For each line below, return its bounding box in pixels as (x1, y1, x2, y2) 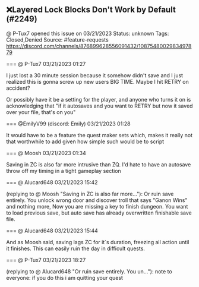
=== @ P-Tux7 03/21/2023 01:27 (6, 60, 86, 67)
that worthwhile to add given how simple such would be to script (6, 138, 165, 145)
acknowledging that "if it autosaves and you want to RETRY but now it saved (6, 102, 193, 109)
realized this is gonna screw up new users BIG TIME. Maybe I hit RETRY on (6, 78, 189, 85)
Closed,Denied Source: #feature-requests (6, 36, 109, 43)
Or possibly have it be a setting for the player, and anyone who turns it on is (6, 96, 191, 103)
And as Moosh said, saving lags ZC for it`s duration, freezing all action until (6, 238, 189, 245)
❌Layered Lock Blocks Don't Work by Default (6, 5, 176, 15)
